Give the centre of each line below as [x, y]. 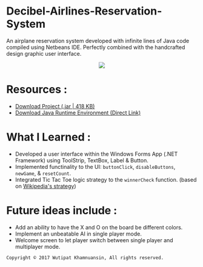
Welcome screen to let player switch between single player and [94, 240]
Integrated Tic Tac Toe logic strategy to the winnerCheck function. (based [106, 179]
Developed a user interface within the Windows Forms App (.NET [96, 154]
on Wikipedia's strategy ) [46, 186]
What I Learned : [48, 137]
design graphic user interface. [44, 53]
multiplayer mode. [38, 246]
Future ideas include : [62, 211]
